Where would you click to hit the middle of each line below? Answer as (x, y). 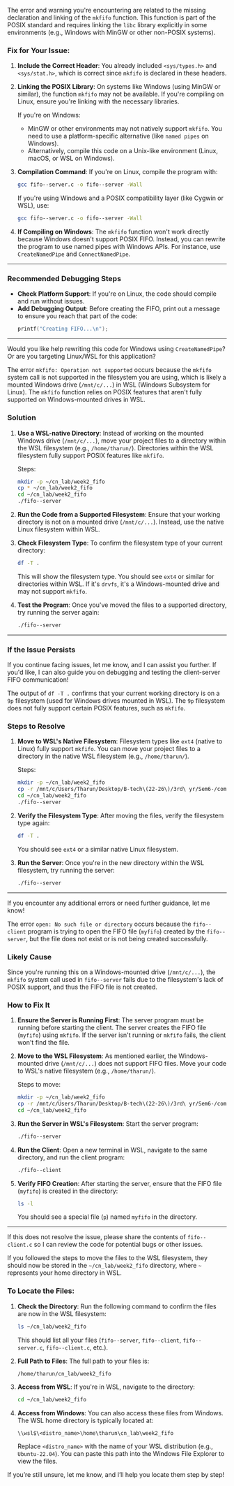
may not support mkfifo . (52, 591)
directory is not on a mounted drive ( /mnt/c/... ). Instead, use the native (120, 522)
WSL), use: (33, 206)
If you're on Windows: (49, 115)
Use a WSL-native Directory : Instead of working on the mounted (110, 433)
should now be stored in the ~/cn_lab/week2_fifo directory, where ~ (104, 1266)
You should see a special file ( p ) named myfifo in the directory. (107, 1217)
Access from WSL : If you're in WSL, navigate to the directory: (106, 1387)
